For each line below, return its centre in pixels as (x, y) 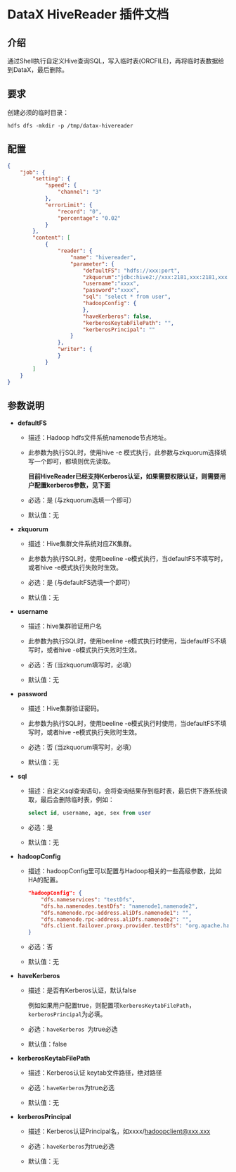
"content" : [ (52, 238)
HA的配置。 (45, 880)
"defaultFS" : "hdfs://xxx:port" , (131, 271)
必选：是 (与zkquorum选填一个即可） (81, 500)
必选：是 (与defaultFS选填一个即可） (81, 583)
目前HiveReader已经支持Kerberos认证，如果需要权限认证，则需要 (124, 476)
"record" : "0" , (79, 211)
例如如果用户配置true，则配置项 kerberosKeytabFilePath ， (111, 1006)
